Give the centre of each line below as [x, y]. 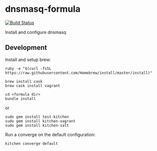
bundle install [21, 99]
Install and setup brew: [28, 60]
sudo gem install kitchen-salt [37, 125]
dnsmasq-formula [43, 9]
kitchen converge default [31, 144]
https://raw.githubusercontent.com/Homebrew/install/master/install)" [79, 73]
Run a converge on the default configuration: [50, 134]
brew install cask [24, 81]
